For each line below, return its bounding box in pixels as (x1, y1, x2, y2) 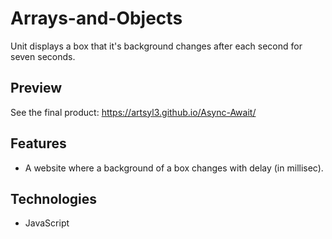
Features (10, 135, 67, 152)
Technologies (10, 190, 98, 207)
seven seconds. (10, 50, 76, 62)
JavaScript (24, 217, 70, 229)
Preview (10, 80, 63, 97)
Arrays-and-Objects (10, 7, 183, 30)
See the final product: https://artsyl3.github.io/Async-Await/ (10, 106, 257, 118)
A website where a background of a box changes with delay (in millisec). (24, 162, 324, 174)
